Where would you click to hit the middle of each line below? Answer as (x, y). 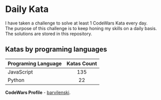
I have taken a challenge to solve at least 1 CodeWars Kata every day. (76, 23)
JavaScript (20, 72)
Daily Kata (27, 9)
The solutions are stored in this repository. (49, 33)
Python (16, 80)
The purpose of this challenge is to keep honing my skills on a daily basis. (81, 28)
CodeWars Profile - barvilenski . (38, 92)
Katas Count (82, 63)
